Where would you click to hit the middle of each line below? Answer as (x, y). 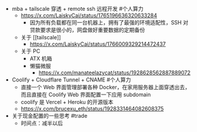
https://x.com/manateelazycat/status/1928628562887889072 (115, 73)
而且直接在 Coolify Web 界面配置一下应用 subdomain (86, 95)
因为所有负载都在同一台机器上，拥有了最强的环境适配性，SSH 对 (109, 22)
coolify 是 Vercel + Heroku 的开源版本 (67, 102)
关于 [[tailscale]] (41, 37)
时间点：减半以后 (42, 123)
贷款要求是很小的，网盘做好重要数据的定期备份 (87, 30)
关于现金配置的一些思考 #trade (50, 116)
